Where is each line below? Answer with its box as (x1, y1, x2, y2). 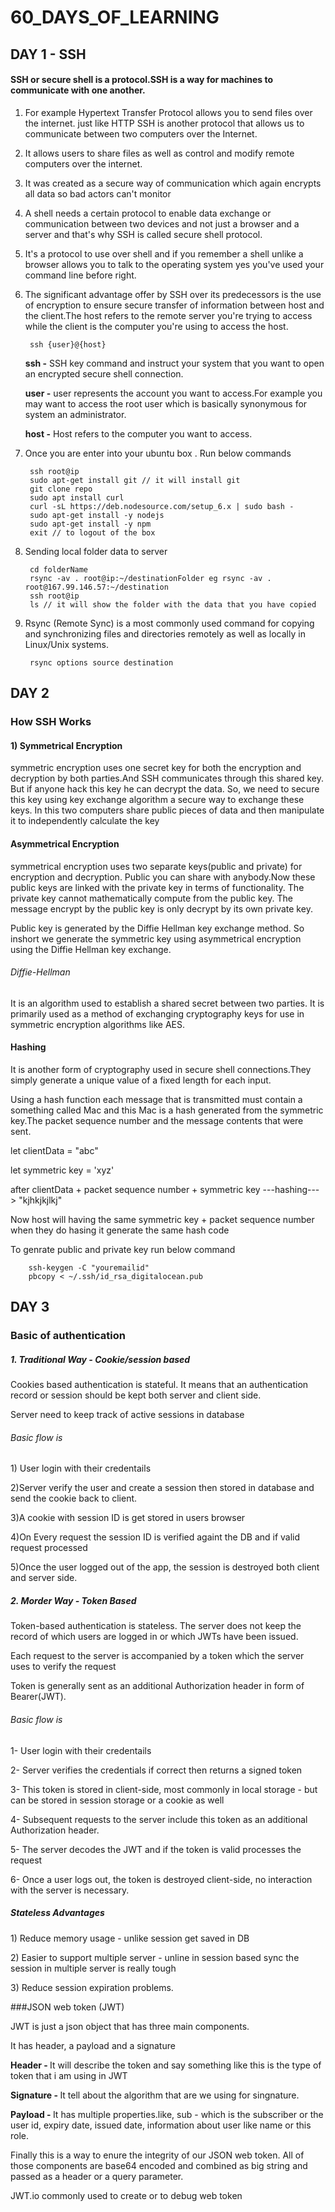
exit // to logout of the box (29, 527, 156, 538)
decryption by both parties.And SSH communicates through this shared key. (10, 772, 324, 785)
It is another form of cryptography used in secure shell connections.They (10, 1063, 312, 1075)
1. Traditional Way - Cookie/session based (10, 1353, 191, 1365)
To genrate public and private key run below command (10, 1243, 236, 1255)
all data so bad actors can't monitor (24, 187, 172, 200)
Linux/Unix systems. (24, 638, 109, 650)
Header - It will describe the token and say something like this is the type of (10, 2059, 322, 2071)
